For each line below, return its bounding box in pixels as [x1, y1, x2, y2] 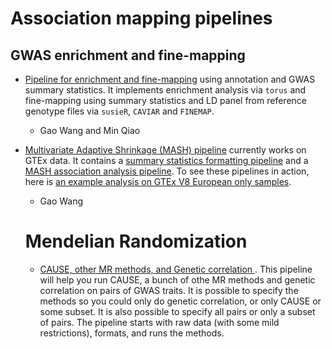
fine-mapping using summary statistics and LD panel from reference [24, 95, 307, 106]
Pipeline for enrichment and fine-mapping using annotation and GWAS [24, 73, 316, 85]
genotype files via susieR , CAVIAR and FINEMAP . [24, 105, 215, 117]
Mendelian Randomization [24, 230, 248, 253]
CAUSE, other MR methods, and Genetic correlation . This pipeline [39, 263, 313, 275]
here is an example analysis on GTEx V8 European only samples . [24, 176, 292, 187]
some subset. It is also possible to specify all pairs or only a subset [39, 305, 316, 317]
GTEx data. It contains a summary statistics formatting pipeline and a [24, 155, 309, 166]
